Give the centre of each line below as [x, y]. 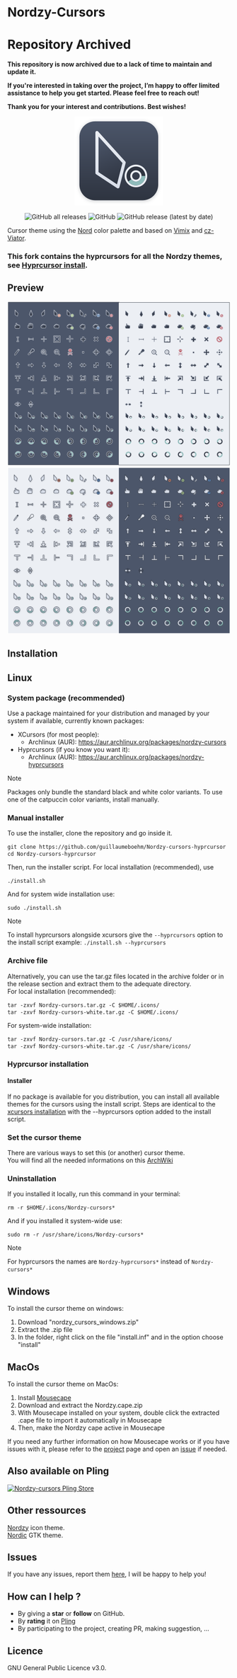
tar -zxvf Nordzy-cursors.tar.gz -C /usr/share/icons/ [90, 1039]
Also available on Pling [58, 1471]
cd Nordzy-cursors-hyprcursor [52, 854]
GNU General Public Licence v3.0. [57, 1668]
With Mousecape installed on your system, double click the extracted [118, 1413]
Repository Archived [69, 45]
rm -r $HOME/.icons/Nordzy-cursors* [61, 1208]
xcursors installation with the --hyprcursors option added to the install [109, 1111]
